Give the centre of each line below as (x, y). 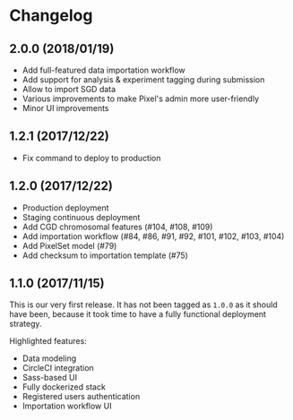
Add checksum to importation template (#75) (105, 255)
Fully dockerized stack (64, 387)
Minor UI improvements (65, 108)
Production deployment (65, 208)
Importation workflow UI (67, 406)
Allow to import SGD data (69, 89)
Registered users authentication (81, 397)
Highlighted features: (48, 341)
